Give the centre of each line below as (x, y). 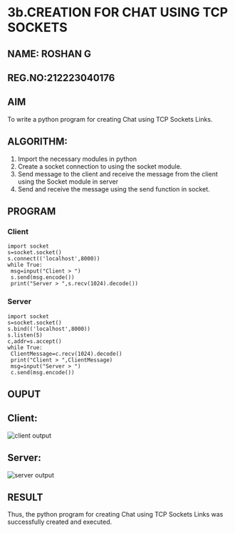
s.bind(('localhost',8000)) (49, 329)
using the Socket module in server (68, 181)
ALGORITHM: (37, 142)
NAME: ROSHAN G (49, 54)
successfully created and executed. (60, 522)
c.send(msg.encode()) (42, 372)
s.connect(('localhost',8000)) (54, 259)
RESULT (25, 497)
